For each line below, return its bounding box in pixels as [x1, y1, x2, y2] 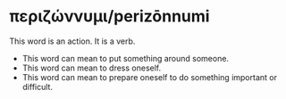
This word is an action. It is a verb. [9, 36, 136, 46]
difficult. [21, 81, 54, 92]
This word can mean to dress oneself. [21, 62, 162, 73]
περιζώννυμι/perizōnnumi [9, 6, 210, 27]
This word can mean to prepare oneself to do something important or [21, 71, 277, 82]
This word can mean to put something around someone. [21, 53, 230, 63]
